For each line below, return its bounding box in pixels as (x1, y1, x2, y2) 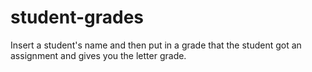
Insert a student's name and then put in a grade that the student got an (10, 39, 302, 51)
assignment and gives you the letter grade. (10, 49, 187, 61)
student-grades (10, 6, 144, 29)
